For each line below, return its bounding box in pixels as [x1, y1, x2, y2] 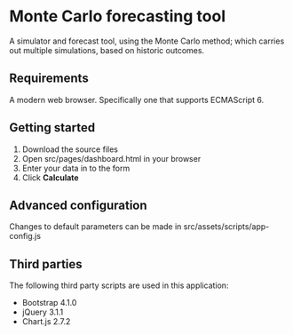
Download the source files [21, 144, 118, 155]
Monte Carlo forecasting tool [9, 6, 226, 27]
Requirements [9, 71, 89, 86]
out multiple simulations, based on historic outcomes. [9, 44, 205, 55]
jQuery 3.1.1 [21, 307, 64, 317]
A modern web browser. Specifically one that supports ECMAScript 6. [9, 94, 265, 105]
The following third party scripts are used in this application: [9, 280, 229, 291]
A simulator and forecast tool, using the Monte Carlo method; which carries [9, 36, 285, 46]
